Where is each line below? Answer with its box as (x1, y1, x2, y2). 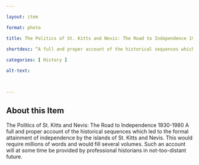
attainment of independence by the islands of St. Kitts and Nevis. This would (6, 134, 193, 141)
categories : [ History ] (6, 57, 68, 63)
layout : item (6, 14, 38, 20)
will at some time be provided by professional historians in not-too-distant (6, 147, 187, 154)
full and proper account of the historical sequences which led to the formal (6, 128, 189, 135)
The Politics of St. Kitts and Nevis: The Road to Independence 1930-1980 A (6, 121, 190, 128)
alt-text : (6, 68, 31, 74)
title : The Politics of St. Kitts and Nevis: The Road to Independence (6, 35, 187, 42)
